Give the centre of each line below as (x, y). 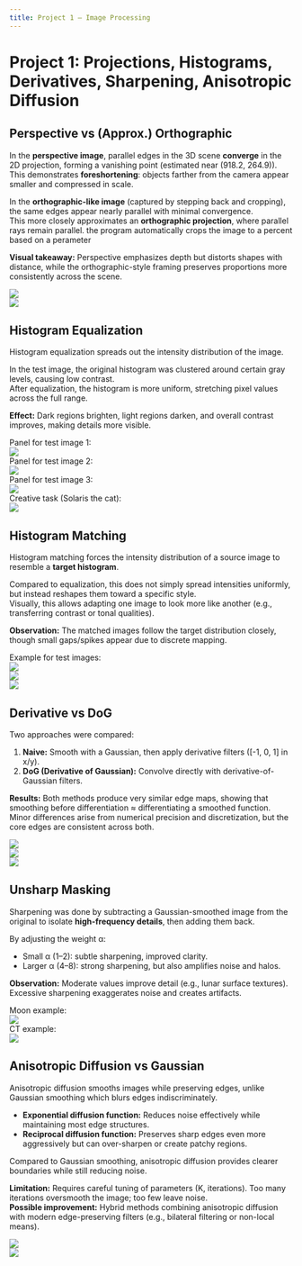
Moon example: (38, 1010)
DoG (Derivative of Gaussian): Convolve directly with (122, 772)
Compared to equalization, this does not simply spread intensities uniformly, (150, 584)
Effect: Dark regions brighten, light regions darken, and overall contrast (142, 416)
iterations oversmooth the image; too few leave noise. (109, 1198)
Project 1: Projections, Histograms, (141, 62)
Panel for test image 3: (51, 480)
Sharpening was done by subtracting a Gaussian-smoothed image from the (149, 911)
